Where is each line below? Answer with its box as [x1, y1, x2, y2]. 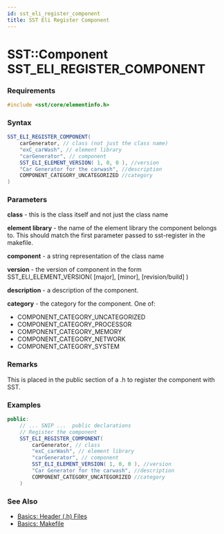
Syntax [7, 118, 32, 127]
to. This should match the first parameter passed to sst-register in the [7, 231, 205, 239]
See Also [7, 496, 38, 506]
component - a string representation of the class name [7, 252, 165, 260]
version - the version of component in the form [7, 266, 142, 274]
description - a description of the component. [7, 286, 139, 295]
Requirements [7, 86, 56, 95]
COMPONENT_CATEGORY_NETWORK [17, 335, 126, 343]
